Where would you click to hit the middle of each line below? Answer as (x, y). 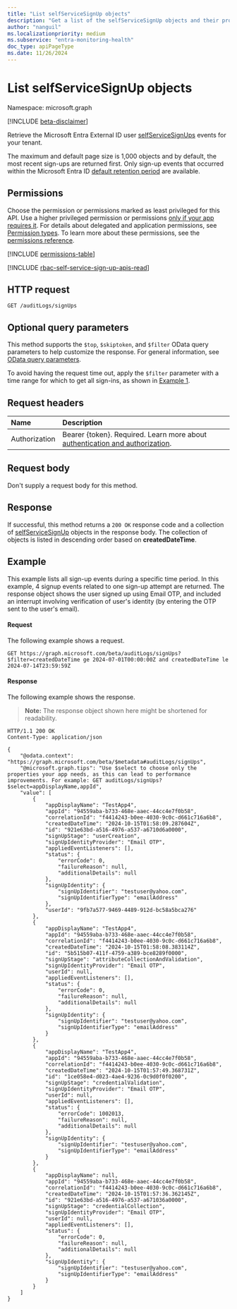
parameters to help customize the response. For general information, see (114, 352)
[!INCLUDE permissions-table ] (51, 254)
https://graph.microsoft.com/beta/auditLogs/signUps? (101, 653)
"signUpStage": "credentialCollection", (105, 1206)
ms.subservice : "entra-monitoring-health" (71, 40)
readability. (41, 718)
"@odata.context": (47, 755)
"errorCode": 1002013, (91, 1114)
